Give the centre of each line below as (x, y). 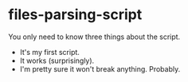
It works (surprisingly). (57, 61)
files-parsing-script (75, 15)
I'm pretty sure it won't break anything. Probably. (100, 68)
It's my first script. (49, 52)
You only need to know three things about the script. (94, 37)
